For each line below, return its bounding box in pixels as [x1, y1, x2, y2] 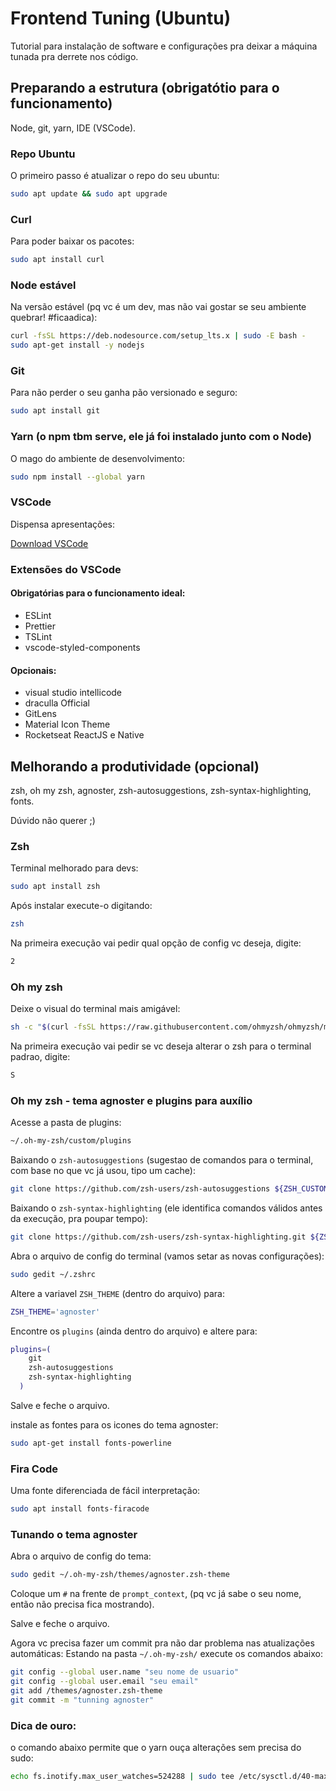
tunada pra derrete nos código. [10, 50, 139, 62]
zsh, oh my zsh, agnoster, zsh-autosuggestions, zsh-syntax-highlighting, [10, 784, 312, 796]
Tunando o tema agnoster [10, 1527, 138, 1541]
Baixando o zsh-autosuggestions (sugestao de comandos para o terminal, [10, 1154, 314, 1166]
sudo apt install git [10, 406, 101, 416]
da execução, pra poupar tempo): [10, 1212, 148, 1224]
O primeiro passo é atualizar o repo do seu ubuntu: [10, 170, 220, 182]
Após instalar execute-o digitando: [10, 900, 153, 912]
